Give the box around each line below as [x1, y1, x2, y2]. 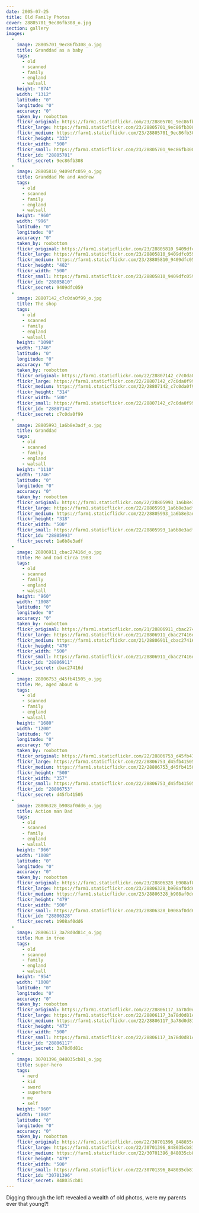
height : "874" [17, 86, 52, 92]
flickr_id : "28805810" [17, 279, 73, 285]
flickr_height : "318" [17, 516, 70, 522]
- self [21, 1101, 38, 1107]
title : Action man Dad [17, 808, 73, 814]
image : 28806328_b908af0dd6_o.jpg [17, 803, 102, 808]
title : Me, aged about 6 [17, 682, 78, 687]
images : [6, 31, 25, 37]
